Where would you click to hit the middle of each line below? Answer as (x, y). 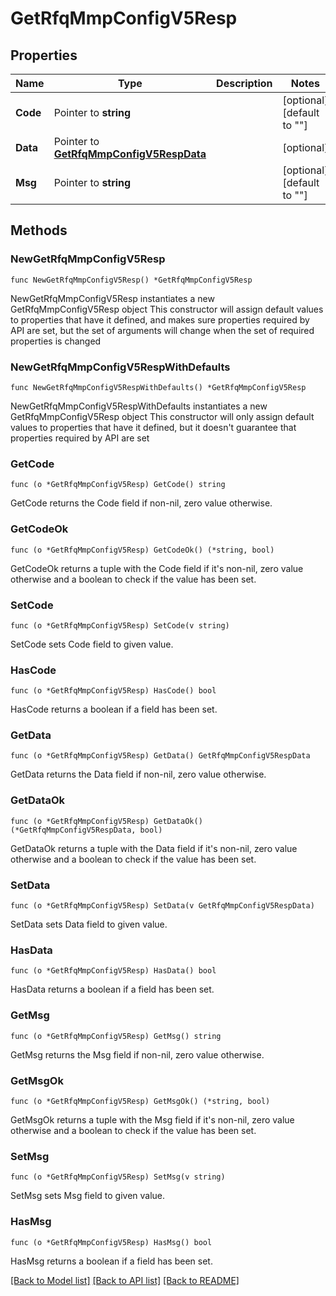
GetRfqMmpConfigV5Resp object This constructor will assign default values (167, 309)
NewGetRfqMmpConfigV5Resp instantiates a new (112, 298)
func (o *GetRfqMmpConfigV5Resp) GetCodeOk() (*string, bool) (142, 550)
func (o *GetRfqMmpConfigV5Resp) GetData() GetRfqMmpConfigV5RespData (160, 756)
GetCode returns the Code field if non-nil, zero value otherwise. (141, 503)
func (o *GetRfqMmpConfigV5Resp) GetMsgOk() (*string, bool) (140, 1101)
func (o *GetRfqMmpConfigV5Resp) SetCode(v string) (120, 625)
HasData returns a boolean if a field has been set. (112, 989)
